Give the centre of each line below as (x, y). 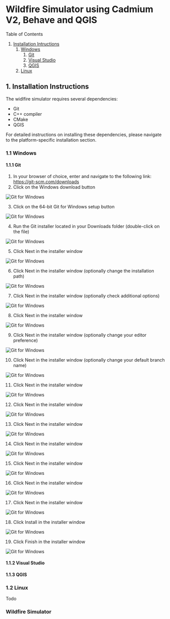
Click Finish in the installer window (49, 542)
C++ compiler (27, 114)
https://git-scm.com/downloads (46, 182)
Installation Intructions (36, 43)
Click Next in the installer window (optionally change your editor (80, 335)
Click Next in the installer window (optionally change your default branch (89, 360)
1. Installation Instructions (47, 87)
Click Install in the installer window (49, 522)
